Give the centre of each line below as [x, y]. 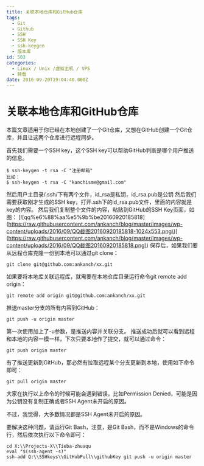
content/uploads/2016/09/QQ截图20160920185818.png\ [77, 245]
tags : [13, 18]
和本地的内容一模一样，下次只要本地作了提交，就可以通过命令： [86, 339]
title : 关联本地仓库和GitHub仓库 [45, 12]
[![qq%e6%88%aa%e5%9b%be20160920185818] [81, 217]
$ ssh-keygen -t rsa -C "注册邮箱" [50, 171]
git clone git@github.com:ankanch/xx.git [60, 265]
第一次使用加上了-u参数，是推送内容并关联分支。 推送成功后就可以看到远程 [100, 332]
